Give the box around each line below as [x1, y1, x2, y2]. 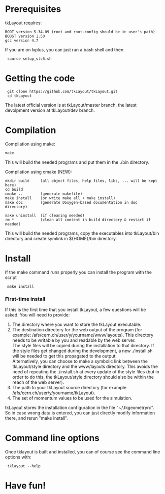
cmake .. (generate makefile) [5, 191, 83, 196]
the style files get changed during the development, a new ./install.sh [12, 348, 153, 354]
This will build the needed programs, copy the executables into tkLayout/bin [5, 230, 159, 236]
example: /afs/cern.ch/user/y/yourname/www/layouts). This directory [12, 332, 154, 338]
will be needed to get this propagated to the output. [12, 353, 117, 359]
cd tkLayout [7, 93, 32, 98]
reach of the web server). [12, 379, 64, 385]
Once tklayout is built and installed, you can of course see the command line [5, 449, 160, 454]
